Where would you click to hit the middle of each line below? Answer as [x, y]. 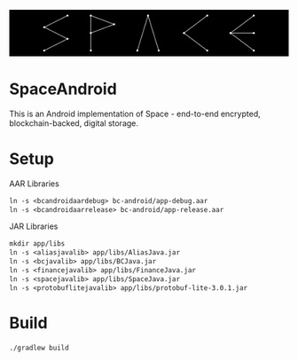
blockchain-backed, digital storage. [74, 123]
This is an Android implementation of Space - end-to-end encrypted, [135, 114]
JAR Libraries [34, 226]
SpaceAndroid [63, 89]
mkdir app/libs [37, 243]
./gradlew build [39, 348]
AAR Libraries [34, 184]
